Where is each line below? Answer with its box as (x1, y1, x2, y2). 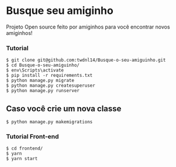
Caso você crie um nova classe (6, 104, 122, 113)
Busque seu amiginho (6, 4, 114, 17)
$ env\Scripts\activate (6, 67, 64, 73)
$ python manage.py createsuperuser (6, 83, 95, 88)
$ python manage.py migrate (6, 77, 75, 84)
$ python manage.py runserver (6, 88, 80, 94)
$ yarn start (6, 156, 38, 162)
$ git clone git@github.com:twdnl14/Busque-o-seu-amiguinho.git (6, 57, 166, 63)
